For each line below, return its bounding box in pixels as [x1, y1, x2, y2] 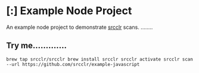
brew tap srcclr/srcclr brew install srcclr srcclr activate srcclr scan [6, 56, 194, 62]
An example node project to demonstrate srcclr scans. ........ [6, 24, 153, 31]
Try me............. [6, 41, 67, 51]
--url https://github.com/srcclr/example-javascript [6, 61, 140, 67]
